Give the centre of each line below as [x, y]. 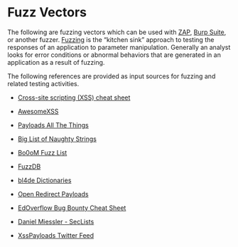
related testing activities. [43, 83]
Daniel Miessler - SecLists [56, 221]
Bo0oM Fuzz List [42, 152]
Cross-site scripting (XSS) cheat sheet [74, 98]
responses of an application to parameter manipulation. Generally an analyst [119, 47]
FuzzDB [29, 166]
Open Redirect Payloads [53, 194]
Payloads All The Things [53, 125]
